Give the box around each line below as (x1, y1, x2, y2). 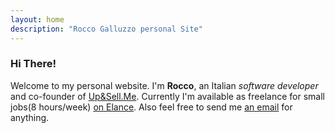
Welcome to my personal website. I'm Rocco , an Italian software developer (10, 79, 319, 91)
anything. (10, 111, 50, 123)
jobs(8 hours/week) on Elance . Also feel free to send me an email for (10, 101, 293, 113)
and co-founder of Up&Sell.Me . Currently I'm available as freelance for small (10, 90, 325, 102)
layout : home (10, 14, 65, 25)
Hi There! (10, 57, 57, 71)
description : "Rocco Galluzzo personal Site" (10, 24, 203, 34)
